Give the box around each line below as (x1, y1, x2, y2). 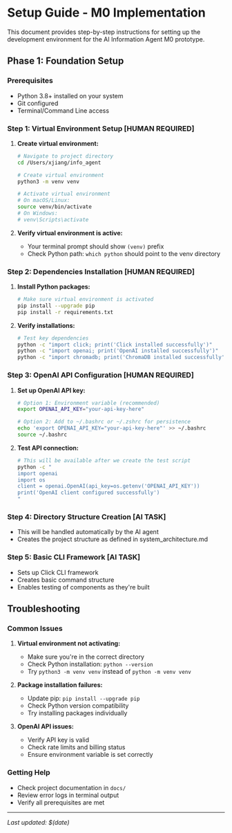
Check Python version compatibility (27, 702, 129, 710)
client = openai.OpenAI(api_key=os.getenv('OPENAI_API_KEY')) (17, 483, 200, 490)
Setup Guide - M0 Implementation (7, 5, 206, 21)
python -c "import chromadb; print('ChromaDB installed (17, 354, 182, 361)
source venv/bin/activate (17, 203, 92, 210)
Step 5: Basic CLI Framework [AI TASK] (7, 552, 140, 562)
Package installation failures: (17, 681, 103, 689)
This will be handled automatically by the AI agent (17, 528, 159, 536)
